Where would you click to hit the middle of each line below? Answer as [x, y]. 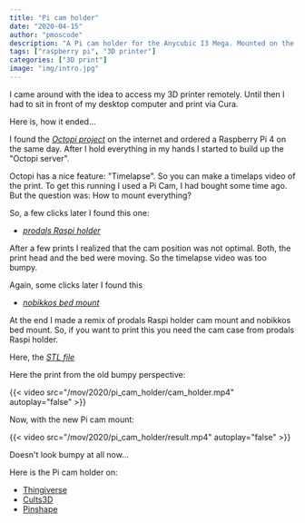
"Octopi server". [39, 158]
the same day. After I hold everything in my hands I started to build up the [147, 148]
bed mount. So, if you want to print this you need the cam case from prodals [152, 330]
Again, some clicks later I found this [76, 285]
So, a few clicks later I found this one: [79, 212]
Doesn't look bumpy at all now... [69, 454]
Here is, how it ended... [53, 121]
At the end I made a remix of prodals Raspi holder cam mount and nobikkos [150, 320]
